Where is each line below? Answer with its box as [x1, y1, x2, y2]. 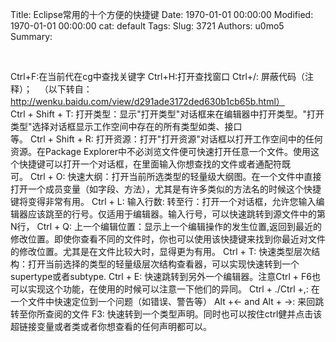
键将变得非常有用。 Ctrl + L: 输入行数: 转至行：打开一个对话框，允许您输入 [10, 196, 317, 207]
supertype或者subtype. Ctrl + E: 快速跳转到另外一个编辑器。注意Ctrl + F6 [10, 271, 312, 282]
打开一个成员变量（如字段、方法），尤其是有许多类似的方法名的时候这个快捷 [10, 183, 322, 195]
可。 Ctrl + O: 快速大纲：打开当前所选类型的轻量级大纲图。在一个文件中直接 [10, 171, 322, 182]
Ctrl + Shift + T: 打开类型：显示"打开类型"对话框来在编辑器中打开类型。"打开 [10, 108, 325, 120]
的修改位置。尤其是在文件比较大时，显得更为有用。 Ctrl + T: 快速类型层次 [10, 246, 312, 257]
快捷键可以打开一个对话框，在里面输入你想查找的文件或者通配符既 [18, 158, 291, 170]
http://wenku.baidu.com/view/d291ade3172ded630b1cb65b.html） [10, 96, 285, 107]
